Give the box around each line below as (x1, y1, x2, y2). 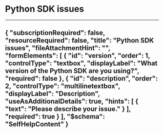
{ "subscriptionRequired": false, (5, 29, 105, 37)
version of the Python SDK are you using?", (5, 67, 140, 75)
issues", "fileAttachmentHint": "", (5, 44, 111, 52)
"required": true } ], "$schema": (5, 113, 105, 121)
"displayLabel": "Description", (5, 90, 100, 98)
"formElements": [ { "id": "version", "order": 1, (5, 52, 150, 60)
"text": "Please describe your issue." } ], (5, 105, 131, 113)
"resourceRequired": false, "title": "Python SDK (5, 37, 154, 45)
